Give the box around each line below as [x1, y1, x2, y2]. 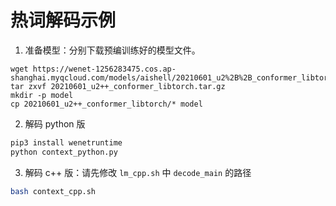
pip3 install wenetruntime [10, 137, 123, 148]
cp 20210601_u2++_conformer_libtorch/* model [10, 99, 203, 109]
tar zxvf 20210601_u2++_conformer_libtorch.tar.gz [10, 81, 226, 91]
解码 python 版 [24, 117, 86, 130]
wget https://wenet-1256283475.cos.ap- [10, 64, 177, 74]
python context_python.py [10, 147, 118, 157]
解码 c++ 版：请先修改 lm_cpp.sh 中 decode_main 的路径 [24, 166, 252, 178]
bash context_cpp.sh [10, 186, 97, 196]
